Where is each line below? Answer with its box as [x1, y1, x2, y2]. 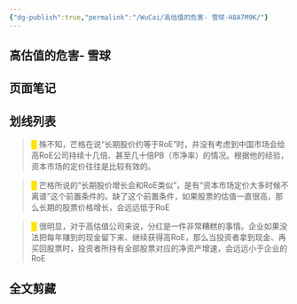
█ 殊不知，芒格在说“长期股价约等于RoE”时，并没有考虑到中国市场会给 [30, 139, 285, 150]
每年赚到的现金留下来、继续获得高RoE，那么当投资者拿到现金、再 [46, 232, 286, 243]
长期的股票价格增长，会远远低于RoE [38, 202, 170, 213]
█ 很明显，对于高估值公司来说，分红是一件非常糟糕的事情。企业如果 [30, 221, 280, 231]
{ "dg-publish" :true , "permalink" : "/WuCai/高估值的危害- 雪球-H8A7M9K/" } [9, 12, 269, 22]
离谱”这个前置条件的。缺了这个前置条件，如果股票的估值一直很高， [30, 191, 276, 202]
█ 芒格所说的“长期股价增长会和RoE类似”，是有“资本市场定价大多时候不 [30, 180, 289, 191]
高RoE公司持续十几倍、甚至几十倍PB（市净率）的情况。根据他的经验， [30, 150, 289, 160]
